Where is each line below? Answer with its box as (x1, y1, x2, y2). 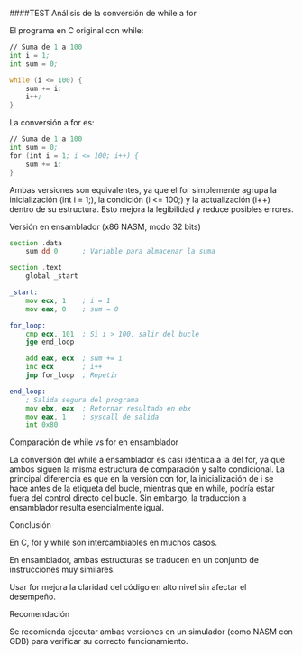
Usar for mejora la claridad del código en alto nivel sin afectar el (9, 582, 247, 593)
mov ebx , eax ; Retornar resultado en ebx (25, 403, 192, 413)
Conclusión (9, 520, 52, 530)
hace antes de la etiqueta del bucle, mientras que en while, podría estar (9, 483, 275, 494)
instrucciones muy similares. (9, 564, 115, 576)
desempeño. (9, 591, 56, 603)
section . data (9, 238, 63, 247)
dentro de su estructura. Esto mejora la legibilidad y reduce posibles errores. (9, 203, 294, 215)
